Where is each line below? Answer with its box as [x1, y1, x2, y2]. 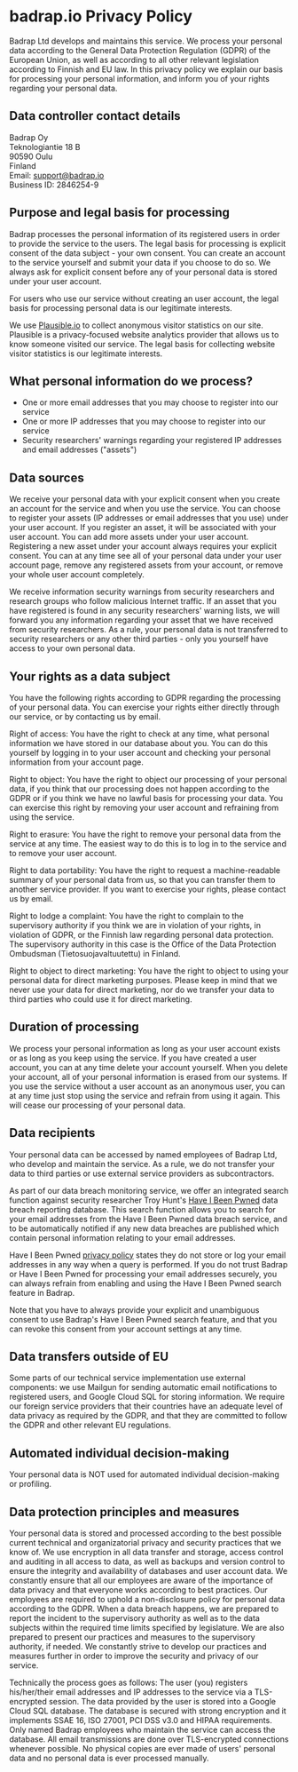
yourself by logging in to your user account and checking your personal [9, 748, 271, 758]
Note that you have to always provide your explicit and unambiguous [9, 1304, 260, 1315]
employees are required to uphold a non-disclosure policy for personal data [9, 1594, 286, 1605]
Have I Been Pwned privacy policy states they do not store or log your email [9, 1250, 286, 1260]
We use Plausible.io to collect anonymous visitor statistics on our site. [9, 320, 263, 330]
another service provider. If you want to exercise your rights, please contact [9, 884, 286, 894]
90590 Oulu [9, 151, 53, 162]
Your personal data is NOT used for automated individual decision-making [9, 1469, 279, 1480]
